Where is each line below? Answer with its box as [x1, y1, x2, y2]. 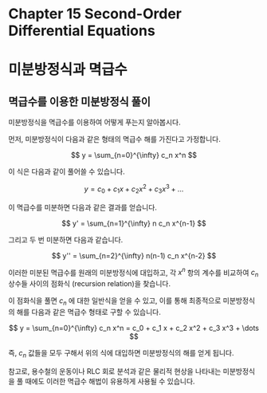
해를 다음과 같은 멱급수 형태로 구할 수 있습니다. [16, 307, 162, 316]
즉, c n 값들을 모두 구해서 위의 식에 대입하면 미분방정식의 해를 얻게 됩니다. [8, 348, 234, 360]
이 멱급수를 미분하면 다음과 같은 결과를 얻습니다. [8, 202, 158, 212]
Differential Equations [8, 22, 155, 40]
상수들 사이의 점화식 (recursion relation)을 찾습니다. [8, 279, 171, 289]
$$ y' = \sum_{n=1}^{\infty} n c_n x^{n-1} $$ [61, 218, 207, 228]
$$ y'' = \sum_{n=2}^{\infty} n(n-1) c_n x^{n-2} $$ [51, 250, 217, 260]
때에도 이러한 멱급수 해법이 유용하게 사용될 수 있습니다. [25, 376, 195, 386]
